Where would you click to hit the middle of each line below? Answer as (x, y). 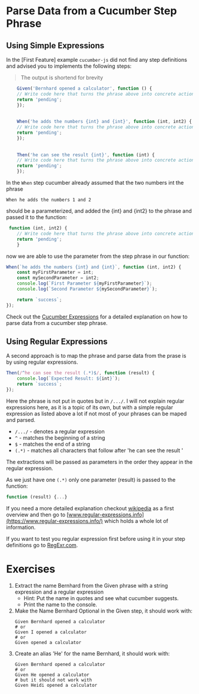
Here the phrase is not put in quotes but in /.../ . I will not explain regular (95, 401)
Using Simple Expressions (55, 45)
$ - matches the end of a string (52, 444)
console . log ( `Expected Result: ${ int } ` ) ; (68, 378)
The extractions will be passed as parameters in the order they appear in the (99, 462)
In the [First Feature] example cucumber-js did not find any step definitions (97, 60)
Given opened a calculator (48, 642)
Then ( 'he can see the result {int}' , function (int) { (86, 155)
